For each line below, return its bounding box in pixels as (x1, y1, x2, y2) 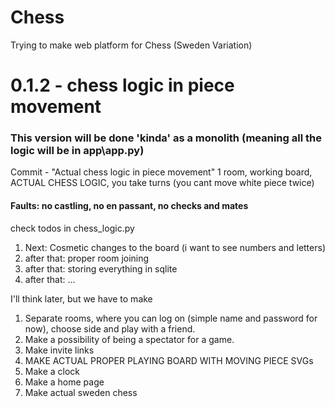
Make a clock (24, 365, 81, 377)
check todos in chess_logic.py (10, 222, 135, 234)
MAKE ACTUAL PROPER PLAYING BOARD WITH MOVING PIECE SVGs (24, 354, 314, 366)
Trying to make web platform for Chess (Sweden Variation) (10, 39, 253, 51)
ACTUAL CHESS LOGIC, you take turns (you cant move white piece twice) (10, 177, 315, 189)
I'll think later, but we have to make (10, 292, 153, 305)
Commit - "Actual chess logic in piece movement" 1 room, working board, (10, 166, 313, 178)
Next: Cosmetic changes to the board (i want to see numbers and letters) (24, 241, 326, 253)
